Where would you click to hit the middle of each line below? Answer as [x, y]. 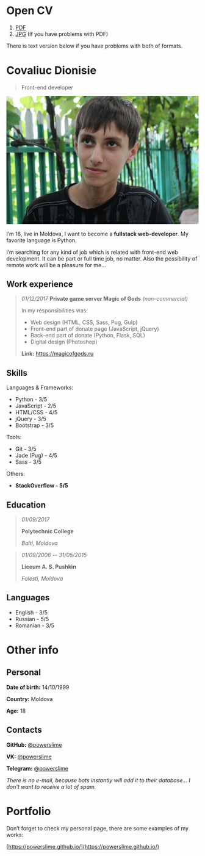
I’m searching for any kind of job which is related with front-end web [92, 252]
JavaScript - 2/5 [36, 406]
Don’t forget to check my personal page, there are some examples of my [98, 828]
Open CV [30, 11]
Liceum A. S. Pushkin [49, 566]
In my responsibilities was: [55, 311]
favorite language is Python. [42, 240]
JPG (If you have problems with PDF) [62, 34]
